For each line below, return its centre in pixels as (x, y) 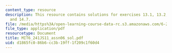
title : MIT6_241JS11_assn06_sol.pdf (44, 38)
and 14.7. (20, 19)
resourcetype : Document (31, 33)
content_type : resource (31, 10)
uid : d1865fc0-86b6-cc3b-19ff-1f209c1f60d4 (52, 43)
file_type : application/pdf (35, 29)
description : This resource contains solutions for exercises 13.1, (80, 15)
